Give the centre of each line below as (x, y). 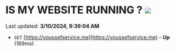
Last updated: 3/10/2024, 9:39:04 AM (53, 26)
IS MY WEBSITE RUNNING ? (74, 10)
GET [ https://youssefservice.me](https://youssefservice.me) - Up (92, 37)
